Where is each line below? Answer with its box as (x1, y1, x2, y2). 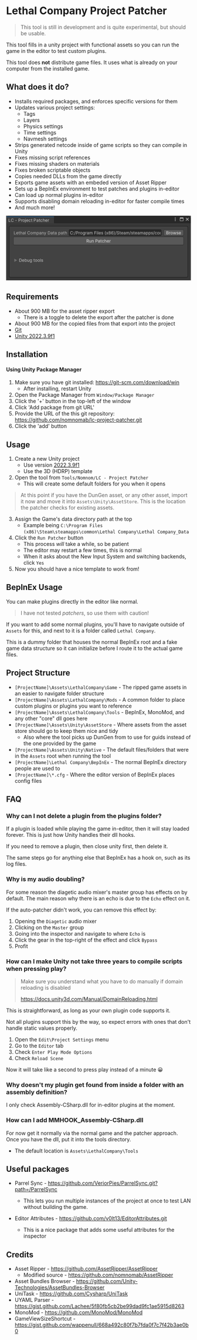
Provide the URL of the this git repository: (14, 410, 115, 417)
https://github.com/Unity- (76, 1278, 138, 1285)
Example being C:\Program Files (23, 522, 103, 529)
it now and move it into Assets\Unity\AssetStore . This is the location (20, 498, 186, 505)
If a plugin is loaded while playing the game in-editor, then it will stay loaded (6, 825, 189, 832)
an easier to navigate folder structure (14, 689, 104, 697)
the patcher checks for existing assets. (20, 504, 114, 511)
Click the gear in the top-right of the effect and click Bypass (14, 936, 158, 943)
